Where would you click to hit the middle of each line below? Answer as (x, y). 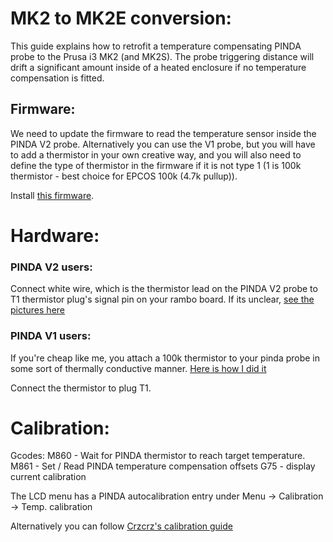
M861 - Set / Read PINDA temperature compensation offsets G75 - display (163, 466)
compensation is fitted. (57, 78)
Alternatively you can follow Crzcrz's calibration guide (121, 526)
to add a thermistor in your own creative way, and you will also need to (156, 154)
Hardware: (55, 235)
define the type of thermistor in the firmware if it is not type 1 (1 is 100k (156, 165)
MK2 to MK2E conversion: (121, 18)
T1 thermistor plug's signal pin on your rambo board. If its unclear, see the (162, 299)
